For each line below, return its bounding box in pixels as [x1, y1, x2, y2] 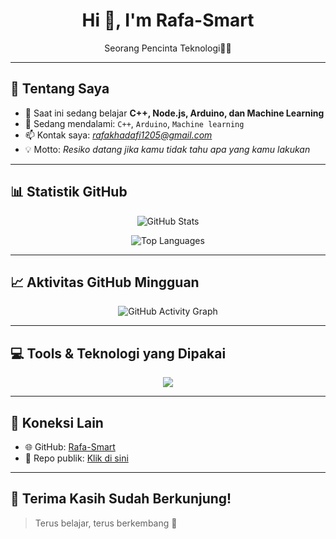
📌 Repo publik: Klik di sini [24, 452, 129, 464]
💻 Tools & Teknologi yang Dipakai [10, 345, 227, 362]
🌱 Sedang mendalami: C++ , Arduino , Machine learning [24, 117, 245, 129]
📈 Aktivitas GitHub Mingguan [10, 274, 200, 291]
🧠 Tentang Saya [10, 80, 110, 98]
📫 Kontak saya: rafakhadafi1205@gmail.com [24, 129, 213, 141]
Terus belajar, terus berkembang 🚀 [34, 517, 178, 529]
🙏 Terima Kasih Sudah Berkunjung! [10, 490, 232, 508]
